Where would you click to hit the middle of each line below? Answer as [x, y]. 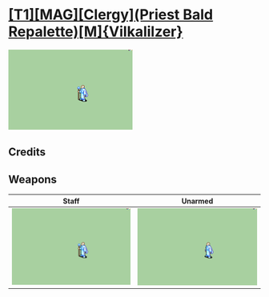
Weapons [33, 179]
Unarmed [197, 201]
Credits [27, 153]
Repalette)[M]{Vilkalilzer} [96, 32]
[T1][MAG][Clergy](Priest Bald [111, 15]
